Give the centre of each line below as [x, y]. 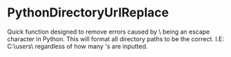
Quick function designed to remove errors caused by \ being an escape [109, 32]
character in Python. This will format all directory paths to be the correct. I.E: [115, 38]
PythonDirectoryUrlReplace [88, 13]
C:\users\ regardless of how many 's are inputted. [78, 46]
